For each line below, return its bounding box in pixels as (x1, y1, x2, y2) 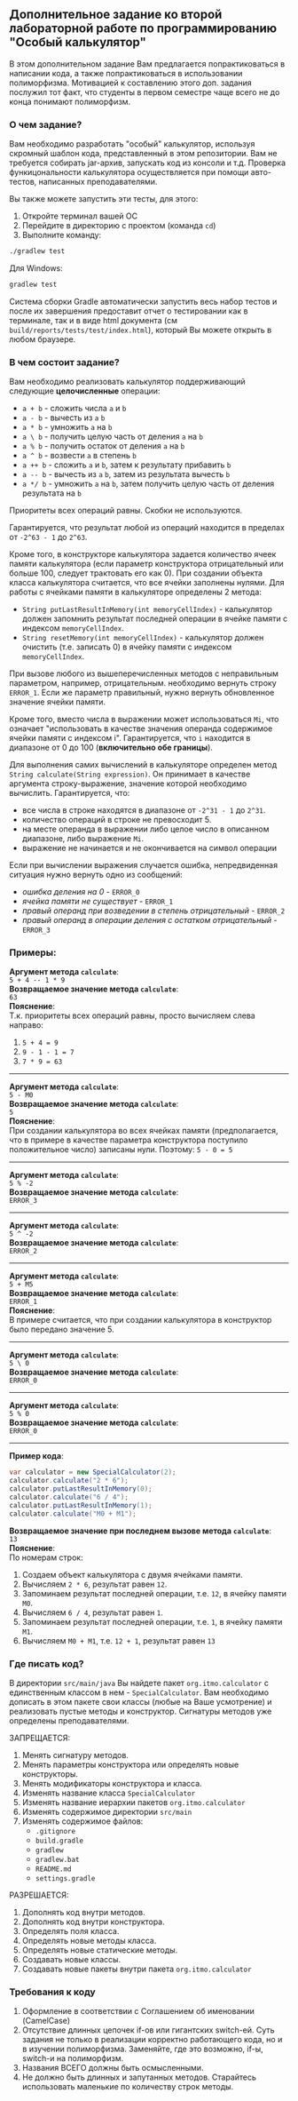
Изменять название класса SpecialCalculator (21, 1787, 196, 1798)
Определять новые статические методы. (21, 1945, 178, 1955)
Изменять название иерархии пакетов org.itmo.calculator (21, 1797, 246, 1807)
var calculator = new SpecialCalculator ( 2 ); (9, 1468, 176, 1477)
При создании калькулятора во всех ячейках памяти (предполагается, (9, 1126, 278, 1136)
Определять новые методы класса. (21, 1936, 157, 1946)
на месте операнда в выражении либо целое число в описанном (21, 824, 270, 834)
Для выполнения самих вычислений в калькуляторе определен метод (9, 760, 278, 770)
